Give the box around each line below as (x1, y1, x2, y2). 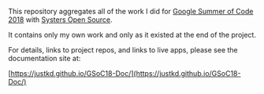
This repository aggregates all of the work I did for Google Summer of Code (8, 7, 254, 16)
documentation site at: (8, 54, 81, 63)
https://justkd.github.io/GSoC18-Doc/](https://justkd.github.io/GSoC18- (10, 69, 241, 78)
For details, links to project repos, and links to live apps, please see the (8, 45, 238, 54)
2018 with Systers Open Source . (8, 15, 113, 24)
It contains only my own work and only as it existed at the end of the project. (8, 31, 256, 39)
